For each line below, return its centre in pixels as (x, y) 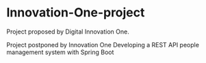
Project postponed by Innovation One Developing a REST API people (103, 45)
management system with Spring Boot (60, 52)
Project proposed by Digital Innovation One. (68, 32)
